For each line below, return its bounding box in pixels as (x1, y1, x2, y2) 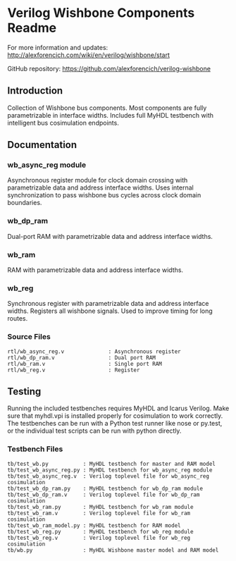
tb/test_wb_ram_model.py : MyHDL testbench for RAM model (7, 522, 181, 529)
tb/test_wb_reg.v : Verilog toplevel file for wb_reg (7, 534, 191, 541)
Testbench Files (7, 444, 63, 454)
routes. (7, 314, 28, 323)
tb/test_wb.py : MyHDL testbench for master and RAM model (7, 460, 216, 467)
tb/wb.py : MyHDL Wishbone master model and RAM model (7, 546, 219, 554)
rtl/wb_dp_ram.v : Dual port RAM (7, 354, 156, 361)
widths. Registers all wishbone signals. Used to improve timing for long (7, 307, 213, 315)
